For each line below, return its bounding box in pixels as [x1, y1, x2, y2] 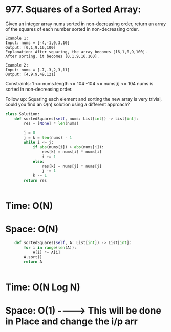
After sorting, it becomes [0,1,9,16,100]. [5, 54, 100, 59]
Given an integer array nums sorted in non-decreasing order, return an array [5, 20, 166, 27]
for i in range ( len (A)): [24, 245, 77, 250]
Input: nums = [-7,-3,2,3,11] [5, 67, 70, 72]
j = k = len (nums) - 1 [24, 135, 72, 140]
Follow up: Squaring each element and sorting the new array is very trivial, [5, 96, 162, 102]
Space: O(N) [5, 224, 59, 235]
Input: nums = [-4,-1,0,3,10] [5, 40, 70, 46]
